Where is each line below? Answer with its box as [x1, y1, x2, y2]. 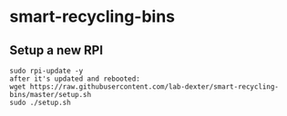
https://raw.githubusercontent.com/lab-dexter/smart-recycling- [29, 82, 280, 92]
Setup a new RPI [9, 43, 103, 58]
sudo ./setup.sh [9, 98, 71, 107]
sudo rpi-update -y [9, 66, 84, 75]
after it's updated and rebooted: [9, 74, 141, 83]
